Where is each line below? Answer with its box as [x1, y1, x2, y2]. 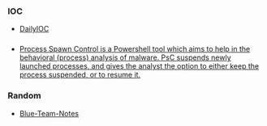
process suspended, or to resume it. [19, 70, 141, 80]
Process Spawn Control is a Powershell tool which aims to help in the [19, 44, 251, 54]
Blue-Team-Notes [19, 108, 79, 118]
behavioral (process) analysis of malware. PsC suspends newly [19, 52, 232, 62]
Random [7, 90, 41, 102]
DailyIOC [19, 24, 50, 34]
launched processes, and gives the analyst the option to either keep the [19, 61, 260, 71]
